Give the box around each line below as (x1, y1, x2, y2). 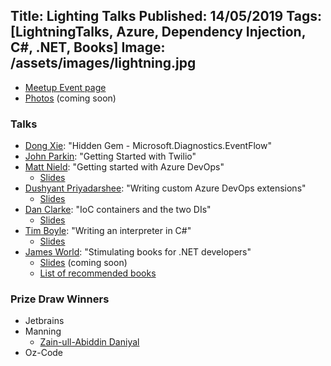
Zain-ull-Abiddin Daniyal (39, 336, 140, 348)
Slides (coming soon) (39, 257, 128, 269)
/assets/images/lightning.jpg (10, 55, 197, 72)
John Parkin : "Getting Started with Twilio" (24, 150, 197, 163)
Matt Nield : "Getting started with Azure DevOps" (24, 161, 225, 173)
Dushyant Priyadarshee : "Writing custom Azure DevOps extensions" (24, 182, 307, 194)
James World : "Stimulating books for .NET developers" (24, 246, 252, 258)
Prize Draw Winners (10, 292, 110, 306)
